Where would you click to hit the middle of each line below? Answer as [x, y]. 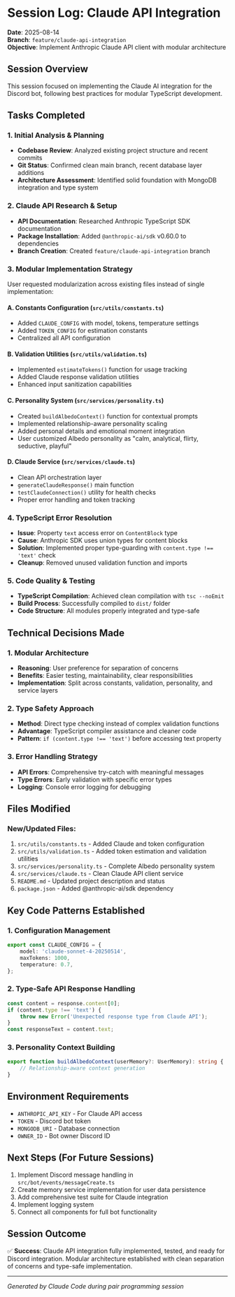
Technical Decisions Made [66, 633]
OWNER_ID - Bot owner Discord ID [64, 1135]
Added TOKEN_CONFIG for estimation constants [83, 331]
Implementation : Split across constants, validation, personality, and [115, 683]
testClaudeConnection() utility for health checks [86, 492]
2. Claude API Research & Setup [62, 206]
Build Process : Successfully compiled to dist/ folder [94, 604]
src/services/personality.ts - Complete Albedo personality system [116, 866]
